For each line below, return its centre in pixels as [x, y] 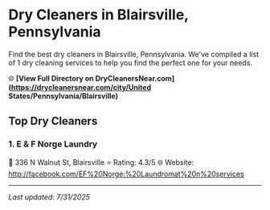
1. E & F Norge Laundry [53, 144]
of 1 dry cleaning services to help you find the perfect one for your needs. [131, 63]
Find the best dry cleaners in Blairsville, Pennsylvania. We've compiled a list [134, 54]
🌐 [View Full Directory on [51, 78]
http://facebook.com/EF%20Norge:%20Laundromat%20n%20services [126, 174]
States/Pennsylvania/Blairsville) [63, 96]
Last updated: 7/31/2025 [49, 197]
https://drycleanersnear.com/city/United [81, 87]
